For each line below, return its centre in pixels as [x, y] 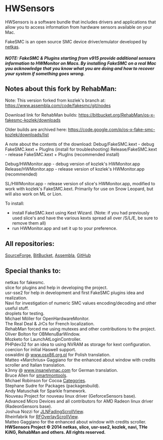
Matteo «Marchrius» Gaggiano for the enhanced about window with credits [80, 360]
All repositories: [30, 244]
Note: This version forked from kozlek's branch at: [55, 101]
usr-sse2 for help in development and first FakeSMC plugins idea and [75, 293]
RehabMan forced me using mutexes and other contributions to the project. [81, 329]
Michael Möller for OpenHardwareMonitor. [47, 318]
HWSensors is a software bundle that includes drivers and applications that [81, 22]
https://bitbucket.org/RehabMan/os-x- [117, 115]
